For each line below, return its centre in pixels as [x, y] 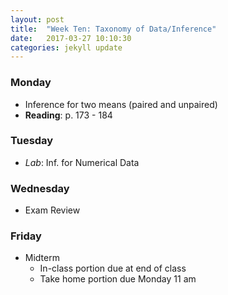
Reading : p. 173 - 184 [68, 115]
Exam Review [52, 210]
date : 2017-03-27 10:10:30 [71, 38]
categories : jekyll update [66, 47]
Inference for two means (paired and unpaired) [121, 104]
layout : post [37, 19]
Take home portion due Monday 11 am [118, 279]
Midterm [42, 258]
